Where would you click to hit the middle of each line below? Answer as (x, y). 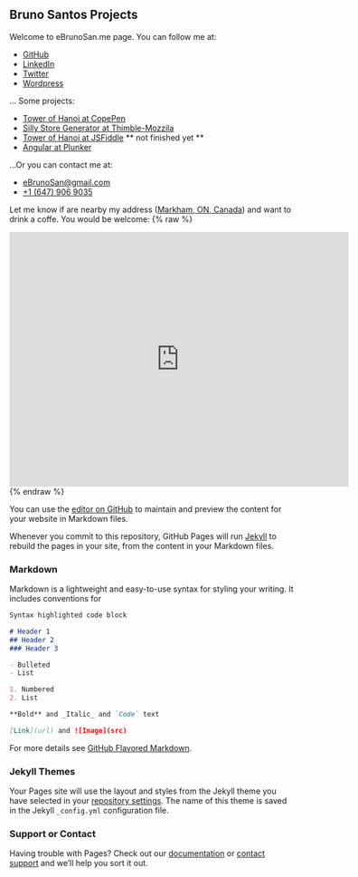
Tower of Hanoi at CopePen (74, 118)
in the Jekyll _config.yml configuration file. (89, 811)
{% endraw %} (37, 491)
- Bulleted (30, 665)
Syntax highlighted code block (68, 615)
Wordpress (43, 83)
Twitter (36, 73)
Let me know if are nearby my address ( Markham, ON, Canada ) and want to (151, 209)
